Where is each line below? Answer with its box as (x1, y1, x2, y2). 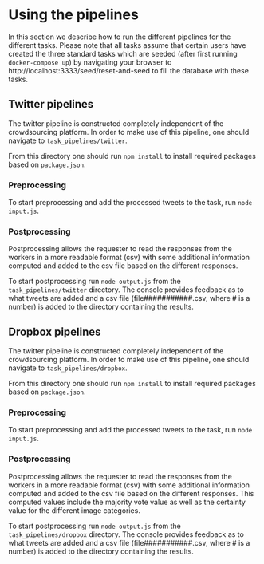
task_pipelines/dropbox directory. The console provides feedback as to (8, 529, 245, 539)
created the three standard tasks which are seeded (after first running (8, 49, 238, 58)
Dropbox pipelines (8, 325, 101, 338)
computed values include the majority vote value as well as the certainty (8, 497, 246, 507)
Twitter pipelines (8, 97, 94, 111)
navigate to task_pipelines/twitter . (8, 136, 128, 145)
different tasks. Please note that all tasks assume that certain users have (8, 40, 246, 49)
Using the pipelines (8, 6, 140, 24)
